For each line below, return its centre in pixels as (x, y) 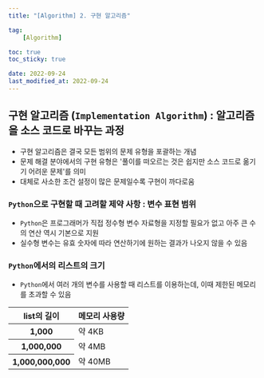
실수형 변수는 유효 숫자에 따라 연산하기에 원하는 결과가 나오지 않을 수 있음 (134, 243)
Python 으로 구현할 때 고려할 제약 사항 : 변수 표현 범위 (102, 204)
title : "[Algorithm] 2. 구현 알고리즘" (69, 16)
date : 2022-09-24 (37, 74)
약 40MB (95, 362)
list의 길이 (41, 316)
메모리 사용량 (102, 316)
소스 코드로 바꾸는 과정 (73, 131)
